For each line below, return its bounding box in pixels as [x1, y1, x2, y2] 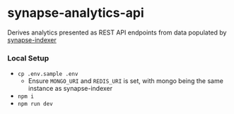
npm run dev [17, 101, 53, 108]
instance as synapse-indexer [28, 84, 113, 93]
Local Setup [7, 53, 49, 63]
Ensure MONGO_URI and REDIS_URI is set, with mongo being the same [28, 77, 224, 85]
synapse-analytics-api [7, 5, 145, 21]
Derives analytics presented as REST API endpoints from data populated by [7, 28, 227, 37]
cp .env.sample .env [17, 70, 78, 78]
